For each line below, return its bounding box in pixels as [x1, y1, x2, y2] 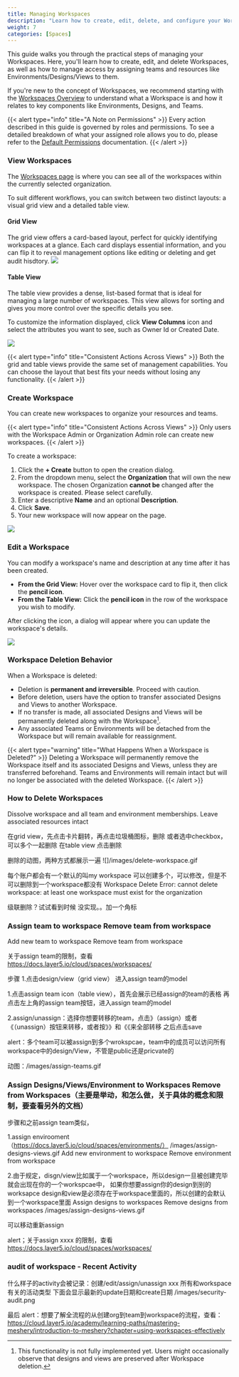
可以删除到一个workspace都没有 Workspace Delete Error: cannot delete [7, 880, 218, 888]
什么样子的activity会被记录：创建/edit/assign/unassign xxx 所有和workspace [7, 1279, 232, 1287]
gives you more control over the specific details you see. [7, 303, 174, 312]
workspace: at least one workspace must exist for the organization [7, 888, 203, 896]
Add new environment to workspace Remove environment [61, 1149, 232, 1158]
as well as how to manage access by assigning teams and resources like [7, 65, 220, 73]
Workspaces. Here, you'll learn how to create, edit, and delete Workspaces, [7, 58, 229, 66]
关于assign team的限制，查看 [7, 952, 93, 960]
